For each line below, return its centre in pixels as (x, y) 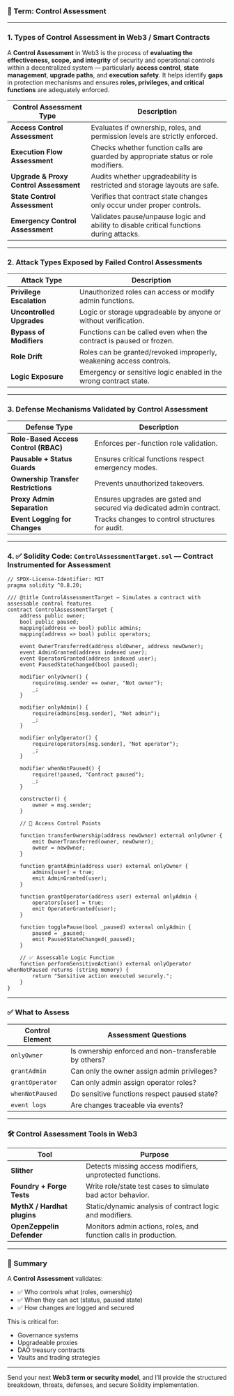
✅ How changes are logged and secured (76, 1308)
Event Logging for (41, 519)
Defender (27, 1236)
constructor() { (44, 799)
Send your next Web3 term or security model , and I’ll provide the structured (117, 1378)
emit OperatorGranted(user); (75, 909)
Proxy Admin (32, 500)
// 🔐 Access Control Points (60, 824)
